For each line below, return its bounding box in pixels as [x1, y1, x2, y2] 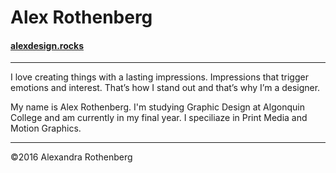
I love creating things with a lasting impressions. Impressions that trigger [10, 71, 309, 83]
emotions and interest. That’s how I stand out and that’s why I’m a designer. [10, 82, 321, 94]
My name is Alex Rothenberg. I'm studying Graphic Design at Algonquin [10, 101, 305, 113]
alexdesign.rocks [10, 39, 85, 51]
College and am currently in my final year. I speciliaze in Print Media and [10, 112, 308, 124]
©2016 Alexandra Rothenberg [10, 151, 133, 163]
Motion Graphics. [10, 122, 82, 135]
